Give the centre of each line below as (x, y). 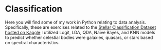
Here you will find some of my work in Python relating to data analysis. (76, 22)
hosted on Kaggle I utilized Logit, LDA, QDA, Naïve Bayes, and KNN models (80, 32)
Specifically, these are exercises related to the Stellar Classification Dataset (81, 27)
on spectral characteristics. (32, 42)
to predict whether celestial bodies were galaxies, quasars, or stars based (79, 37)
